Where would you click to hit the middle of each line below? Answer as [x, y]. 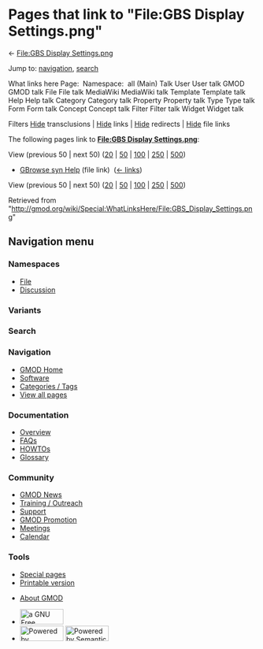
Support [33, 512]
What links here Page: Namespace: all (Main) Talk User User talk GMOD [126, 83]
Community [31, 477]
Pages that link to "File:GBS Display [126, 15]
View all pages [43, 395]
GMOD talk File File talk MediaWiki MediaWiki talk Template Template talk [127, 91]
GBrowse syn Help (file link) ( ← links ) [81, 169]
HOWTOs [35, 449]
